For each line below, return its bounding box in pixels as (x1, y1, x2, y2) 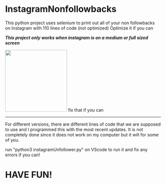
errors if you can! (5, 152, 41, 158)
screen (5, 40, 20, 46)
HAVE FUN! (5, 169, 52, 181)
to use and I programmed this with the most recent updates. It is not (5, 126, 143, 132)
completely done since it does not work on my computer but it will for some (5, 132, 159, 137)
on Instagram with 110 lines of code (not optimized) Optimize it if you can (5, 25, 153, 31)
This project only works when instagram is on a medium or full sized (5, 35, 148, 41)
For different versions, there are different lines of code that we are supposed (5, 121, 161, 127)
